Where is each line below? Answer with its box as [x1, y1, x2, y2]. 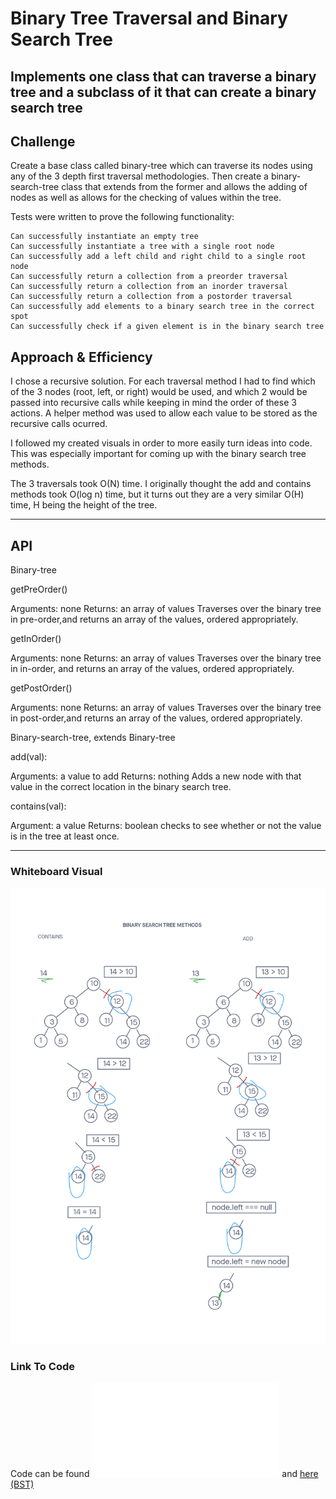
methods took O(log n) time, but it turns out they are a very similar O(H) [10, 488, 305, 501]
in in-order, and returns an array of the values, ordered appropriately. [10, 663, 295, 675]
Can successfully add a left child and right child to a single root [10, 252, 307, 262]
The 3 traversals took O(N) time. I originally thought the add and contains [10, 478, 312, 490]
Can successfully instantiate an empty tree [10, 232, 199, 242]
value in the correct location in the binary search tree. [10, 781, 232, 793]
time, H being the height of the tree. [10, 499, 158, 511]
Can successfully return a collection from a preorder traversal [10, 272, 288, 282]
